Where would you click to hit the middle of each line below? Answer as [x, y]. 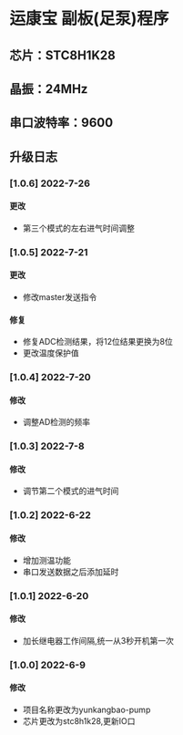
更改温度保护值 [51, 353]
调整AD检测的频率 [56, 422]
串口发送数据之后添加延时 [71, 572]
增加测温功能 [46, 560]
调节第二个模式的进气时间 [71, 491]
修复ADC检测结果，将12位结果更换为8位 [97, 342]
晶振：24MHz [49, 89]
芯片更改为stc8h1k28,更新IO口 [79, 720]
